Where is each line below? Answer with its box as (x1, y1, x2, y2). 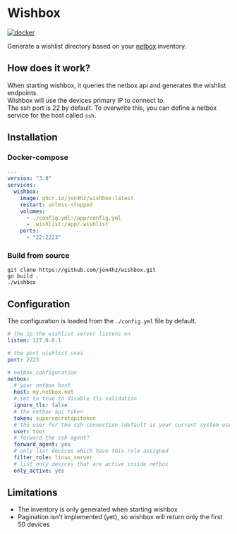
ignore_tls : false (13, 402, 68, 409)
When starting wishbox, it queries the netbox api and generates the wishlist (7, 81, 226, 89)
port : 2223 (7, 356, 39, 364)
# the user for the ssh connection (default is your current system (13, 421, 219, 428)
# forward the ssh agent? (13, 435, 90, 442)
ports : (20, 228, 39, 235)
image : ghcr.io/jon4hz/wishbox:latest (20, 194, 134, 201)
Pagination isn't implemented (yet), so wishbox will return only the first (17, 513, 223, 521)
